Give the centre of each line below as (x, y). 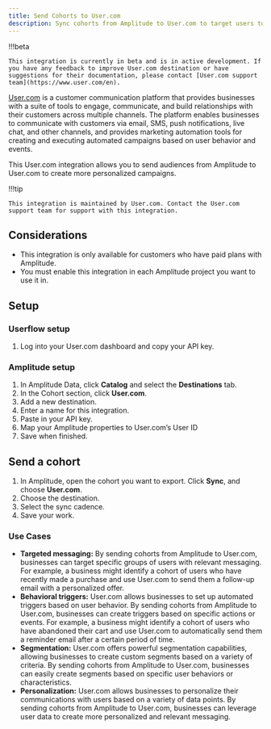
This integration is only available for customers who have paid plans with (141, 254)
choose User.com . (51, 490)
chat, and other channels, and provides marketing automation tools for (125, 132)
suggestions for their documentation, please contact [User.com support (133, 75)
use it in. (34, 280)
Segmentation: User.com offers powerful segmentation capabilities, (133, 648)
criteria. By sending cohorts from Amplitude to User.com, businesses (135, 665)
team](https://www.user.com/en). (65, 82)
